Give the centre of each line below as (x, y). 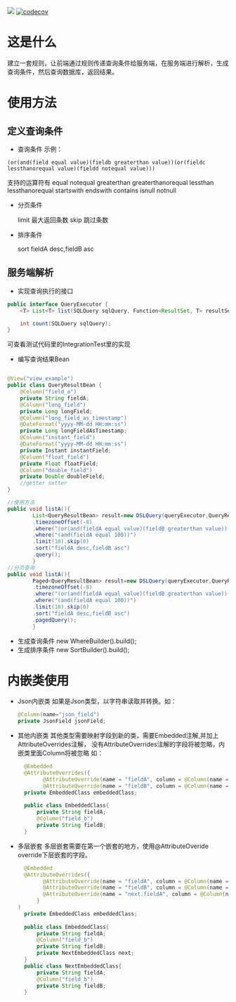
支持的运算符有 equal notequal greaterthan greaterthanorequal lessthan (111, 182)
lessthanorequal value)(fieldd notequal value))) (81, 169)
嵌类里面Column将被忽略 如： (60, 753)
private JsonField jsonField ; (62, 721)
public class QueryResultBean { (54, 385)
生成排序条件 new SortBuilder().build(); (73, 649)
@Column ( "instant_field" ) (58, 438)
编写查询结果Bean (44, 359)
